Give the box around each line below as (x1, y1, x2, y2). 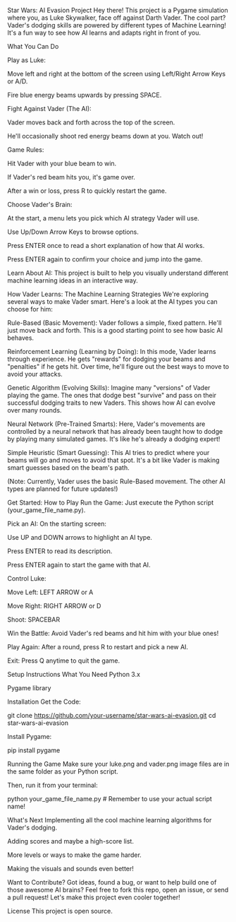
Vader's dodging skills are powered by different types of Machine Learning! (7, 21, 227, 29)
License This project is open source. (7, 907, 113, 915)
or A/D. (7, 77, 28, 85)
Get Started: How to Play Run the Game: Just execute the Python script (7, 498, 214, 507)
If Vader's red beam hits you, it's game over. (7, 173, 136, 181)
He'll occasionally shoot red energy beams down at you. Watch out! (7, 132, 204, 140)
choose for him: (7, 305, 53, 313)
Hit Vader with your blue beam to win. (7, 159, 117, 167)
